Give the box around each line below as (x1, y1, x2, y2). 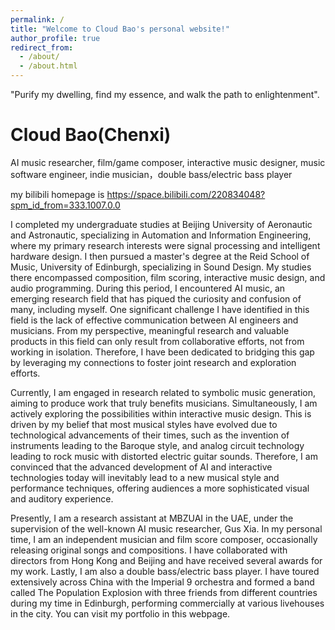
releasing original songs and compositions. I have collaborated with (10, 544, 288, 556)
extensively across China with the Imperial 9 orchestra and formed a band (10, 576, 315, 588)
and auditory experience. (10, 492, 114, 505)
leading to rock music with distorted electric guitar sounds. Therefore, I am (10, 450, 318, 462)
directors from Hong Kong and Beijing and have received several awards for (10, 554, 323, 566)
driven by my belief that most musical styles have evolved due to (10, 418, 278, 430)
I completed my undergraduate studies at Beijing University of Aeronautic (10, 218, 313, 230)
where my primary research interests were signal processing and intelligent (10, 239, 321, 251)
